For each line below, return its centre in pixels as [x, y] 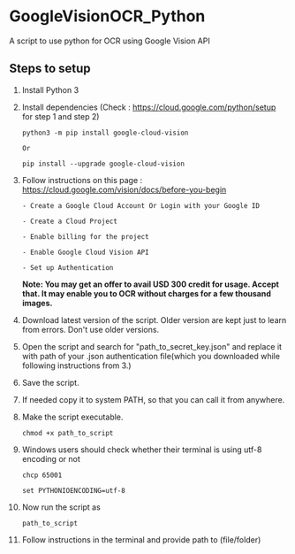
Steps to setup [50, 69]
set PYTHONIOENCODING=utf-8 [73, 490]
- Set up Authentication [68, 267]
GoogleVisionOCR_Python [107, 16]
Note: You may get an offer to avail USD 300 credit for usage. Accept [151, 284]
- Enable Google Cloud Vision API [85, 252]
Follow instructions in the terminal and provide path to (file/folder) [141, 539]
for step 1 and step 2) [61, 116]
